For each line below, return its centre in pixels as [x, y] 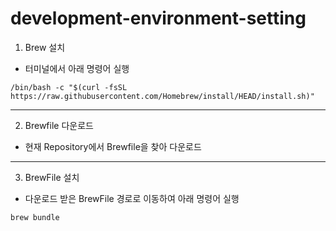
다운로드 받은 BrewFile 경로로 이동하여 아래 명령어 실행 [132, 198]
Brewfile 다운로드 [59, 125]
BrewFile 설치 [52, 177]
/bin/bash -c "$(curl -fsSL [69, 87]
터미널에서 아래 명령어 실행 [77, 68]
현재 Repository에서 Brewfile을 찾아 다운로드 [113, 146]
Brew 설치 [45, 47]
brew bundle [35, 217]
